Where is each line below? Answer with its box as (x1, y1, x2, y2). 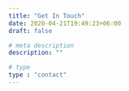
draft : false (8, 27, 53, 35)
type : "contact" (8, 71, 67, 79)
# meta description (8, 41, 75, 49)
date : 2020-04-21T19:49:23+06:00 (8, 19, 122, 27)
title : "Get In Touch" (8, 11, 85, 20)
